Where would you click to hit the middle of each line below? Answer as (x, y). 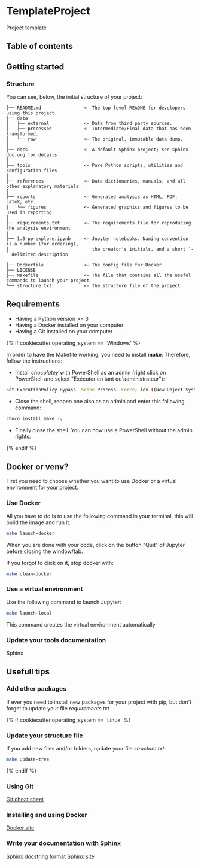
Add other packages (36, 689)
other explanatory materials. (44, 187)
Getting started (35, 67)
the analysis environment (38, 229)
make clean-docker (29, 574)
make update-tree (28, 759)
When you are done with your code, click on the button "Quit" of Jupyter (96, 545)
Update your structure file (45, 736)
